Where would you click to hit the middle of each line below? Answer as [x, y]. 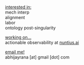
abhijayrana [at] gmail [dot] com [37, 57]
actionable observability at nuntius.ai [42, 43]
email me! [15, 52]
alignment [15, 17]
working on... [18, 37]
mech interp [17, 12]
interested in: [18, 7]
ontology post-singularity [31, 28]
